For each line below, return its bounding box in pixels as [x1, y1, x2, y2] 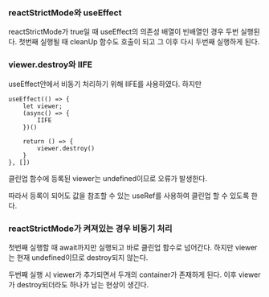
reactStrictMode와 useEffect [8, 6, 122, 18]
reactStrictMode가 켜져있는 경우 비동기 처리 [8, 223, 173, 234]
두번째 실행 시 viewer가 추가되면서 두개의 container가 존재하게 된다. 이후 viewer [8, 270, 261, 279]
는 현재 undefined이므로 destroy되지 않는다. [8, 252, 149, 262]
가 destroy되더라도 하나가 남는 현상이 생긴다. [8, 279, 149, 289]
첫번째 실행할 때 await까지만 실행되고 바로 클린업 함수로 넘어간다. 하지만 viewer [8, 242, 258, 252]
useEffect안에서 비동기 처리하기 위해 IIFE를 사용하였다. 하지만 [8, 79, 202, 89]
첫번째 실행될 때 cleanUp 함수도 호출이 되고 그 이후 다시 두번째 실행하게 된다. [18, 37, 260, 47]
